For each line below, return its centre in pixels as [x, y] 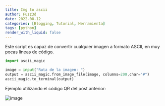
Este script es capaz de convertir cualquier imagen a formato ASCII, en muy [82, 47]
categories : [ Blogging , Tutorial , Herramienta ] [55, 23]
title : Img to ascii [27, 10]
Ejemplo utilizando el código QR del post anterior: [55, 88]
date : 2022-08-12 [23, 19]
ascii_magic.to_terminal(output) [40, 79]
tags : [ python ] [21, 28]
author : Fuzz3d [21, 14]
